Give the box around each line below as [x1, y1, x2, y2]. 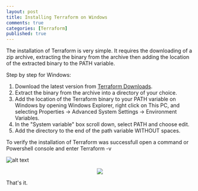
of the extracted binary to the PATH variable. [6, 60, 115, 67]
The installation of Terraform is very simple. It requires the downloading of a [6, 47, 192, 54]
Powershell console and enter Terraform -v [6, 145, 112, 152]
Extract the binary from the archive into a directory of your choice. [14, 89, 177, 96]
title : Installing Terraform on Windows [6, 14, 108, 20]
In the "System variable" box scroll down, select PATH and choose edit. [14, 121, 190, 128]
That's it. [6, 179, 28, 186]
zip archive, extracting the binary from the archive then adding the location [6, 54, 190, 61]
